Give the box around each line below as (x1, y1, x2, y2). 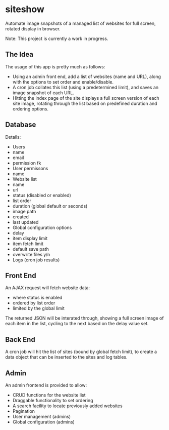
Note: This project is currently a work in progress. (5, 35, 108, 42)
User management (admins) (12, 414, 71, 419)
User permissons (12, 165, 48, 171)
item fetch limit (12, 241, 44, 247)
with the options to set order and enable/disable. (12, 79, 114, 85)
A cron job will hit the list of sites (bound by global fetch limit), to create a (5, 348, 157, 355)
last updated (12, 219, 39, 225)
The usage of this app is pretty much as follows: (5, 63, 105, 69)
